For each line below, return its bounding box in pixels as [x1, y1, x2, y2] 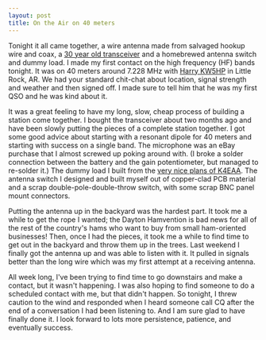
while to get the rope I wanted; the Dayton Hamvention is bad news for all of [8, 215, 257, 224]
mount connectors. [8, 191, 71, 201]
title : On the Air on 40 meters [8, 19, 115, 27]
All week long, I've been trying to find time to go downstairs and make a [8, 272, 243, 281]
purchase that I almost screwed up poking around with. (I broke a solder [8, 148, 244, 159]
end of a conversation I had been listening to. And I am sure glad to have [8, 306, 245, 315]
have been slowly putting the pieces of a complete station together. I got [8, 124, 245, 133]
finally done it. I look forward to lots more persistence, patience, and [8, 314, 232, 323]
